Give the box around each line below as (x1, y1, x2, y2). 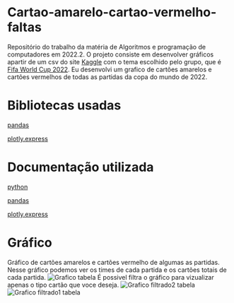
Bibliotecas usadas (7, 97, 122, 114)
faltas (7, 19, 42, 35)
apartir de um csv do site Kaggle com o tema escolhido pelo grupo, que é (7, 57, 221, 66)
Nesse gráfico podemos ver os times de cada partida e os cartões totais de (7, 266, 228, 274)
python (7, 182, 28, 191)
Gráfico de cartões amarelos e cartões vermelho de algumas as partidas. (7, 258, 221, 266)
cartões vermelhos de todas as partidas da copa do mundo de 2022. (7, 72, 208, 81)
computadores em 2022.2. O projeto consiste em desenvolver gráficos (7, 50, 214, 59)
